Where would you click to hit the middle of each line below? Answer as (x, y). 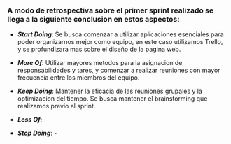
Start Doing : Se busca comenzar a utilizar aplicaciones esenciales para (120, 34)
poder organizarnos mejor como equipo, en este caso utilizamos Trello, (120, 42)
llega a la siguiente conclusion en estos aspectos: (93, 19)
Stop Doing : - (37, 133)
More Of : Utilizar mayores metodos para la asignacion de (100, 63)
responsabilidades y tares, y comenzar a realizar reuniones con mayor (119, 70)
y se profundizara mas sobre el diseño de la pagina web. (99, 49)
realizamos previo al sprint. (56, 106)
